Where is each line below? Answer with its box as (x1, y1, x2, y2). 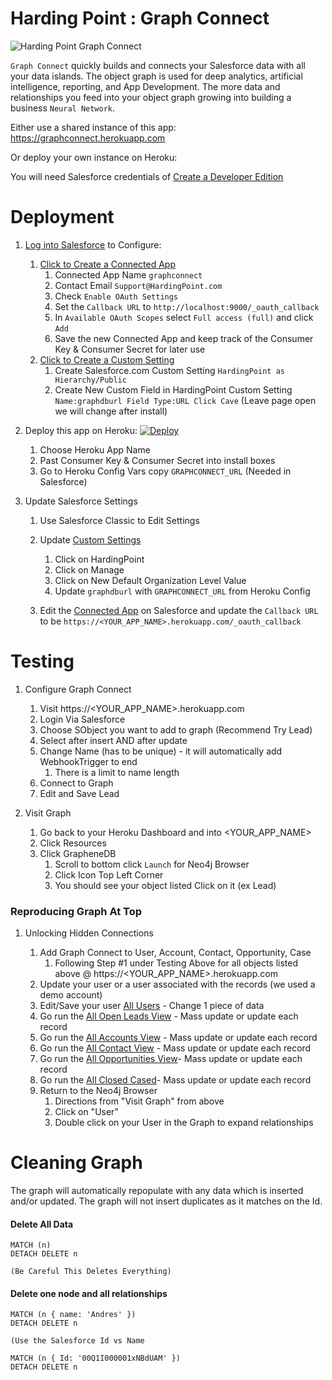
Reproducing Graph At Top (10, 904, 143, 918)
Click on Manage (54, 563, 125, 576)
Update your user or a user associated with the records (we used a (39, 978, 316, 991)
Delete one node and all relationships (10, 1287, 168, 1299)
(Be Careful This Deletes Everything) (10, 1267, 172, 1277)
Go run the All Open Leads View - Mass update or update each (39, 1010, 299, 1022)
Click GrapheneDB (39, 847, 117, 859)
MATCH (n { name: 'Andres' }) (10, 1310, 137, 1320)
